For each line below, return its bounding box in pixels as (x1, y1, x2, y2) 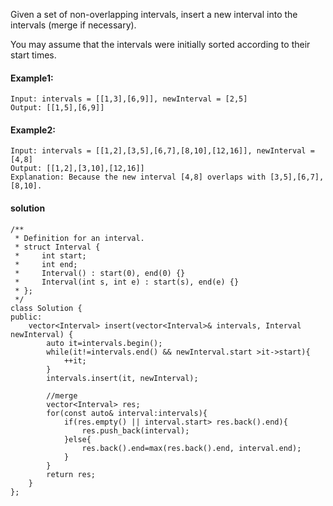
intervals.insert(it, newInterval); (46, 373, 199, 383)
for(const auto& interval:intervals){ (46, 408, 208, 418)
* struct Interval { (14, 242, 101, 252)
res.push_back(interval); (81, 425, 190, 436)
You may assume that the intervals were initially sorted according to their (10, 39, 311, 50)
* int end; (14, 259, 78, 269)
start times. (10, 49, 57, 61)
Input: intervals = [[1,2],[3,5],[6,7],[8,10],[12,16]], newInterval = (10, 146, 315, 156)
